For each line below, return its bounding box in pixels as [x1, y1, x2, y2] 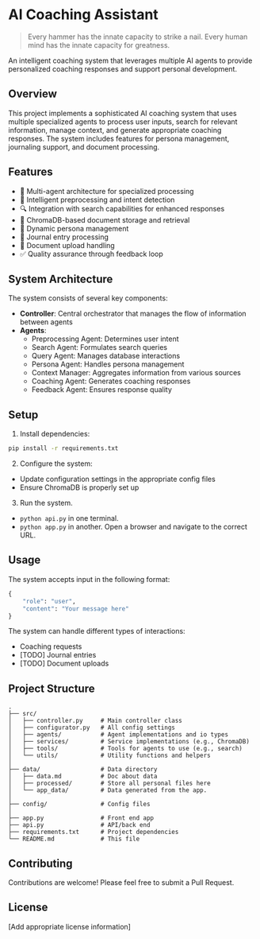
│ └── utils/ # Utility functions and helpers [8, 751, 212, 760]
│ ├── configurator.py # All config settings [8, 724, 176, 732]
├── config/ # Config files [8, 801, 151, 809]
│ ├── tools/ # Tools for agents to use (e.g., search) [8, 745, 243, 753]
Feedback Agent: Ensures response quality [31, 385, 173, 394]
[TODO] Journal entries [19, 650, 97, 660]
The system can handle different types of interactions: [8, 627, 185, 636]
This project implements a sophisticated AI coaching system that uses [8, 108, 237, 118]
